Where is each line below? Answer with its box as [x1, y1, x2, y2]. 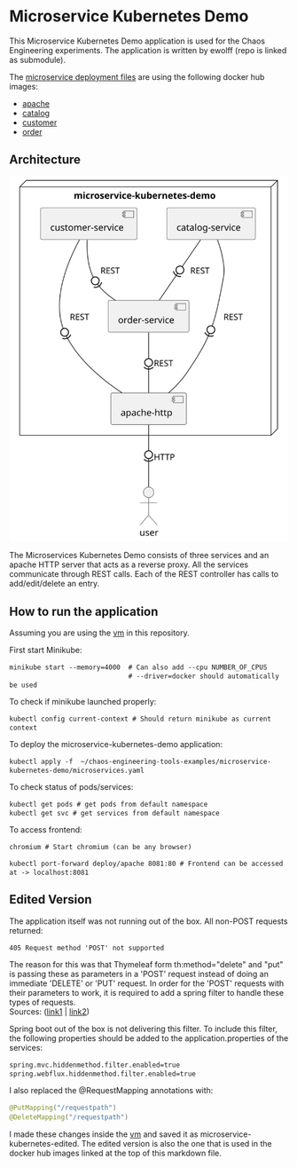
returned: [9, 925, 43, 935]
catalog [21, 107, 51, 118]
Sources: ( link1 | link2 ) [9, 1005, 90, 1017]
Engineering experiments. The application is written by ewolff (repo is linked [9, 44, 287, 55]
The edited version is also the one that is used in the [81, 1138, 272, 1148]
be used [9, 681, 38, 690]
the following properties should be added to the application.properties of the [9, 1032, 289, 1044]
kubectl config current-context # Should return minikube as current [9, 714, 272, 723]
